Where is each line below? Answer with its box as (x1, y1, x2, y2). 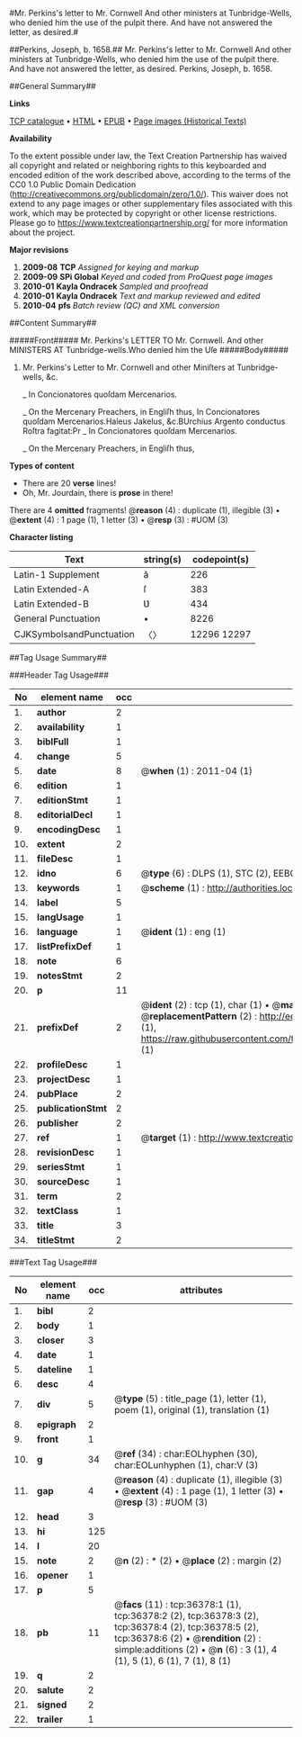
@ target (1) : (140, 1131, 197, 1144)
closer (37, 1334, 65, 1346)
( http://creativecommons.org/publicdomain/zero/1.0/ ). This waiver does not (9, 189, 289, 199)
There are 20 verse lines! (22, 478, 117, 489)
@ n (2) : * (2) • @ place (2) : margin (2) (113, 1554, 282, 1567)
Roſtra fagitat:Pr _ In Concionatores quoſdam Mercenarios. (22, 426, 238, 436)
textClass (37, 1205, 79, 1217)
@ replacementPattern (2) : (140, 1010, 258, 1022)
